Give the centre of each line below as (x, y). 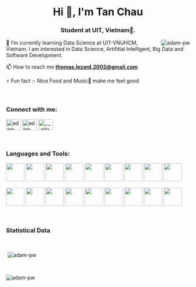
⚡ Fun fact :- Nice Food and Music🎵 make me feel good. (73, 81)
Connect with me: (32, 109)
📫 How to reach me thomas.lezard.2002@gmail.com (72, 67)
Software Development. (34, 56)
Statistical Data (28, 230)
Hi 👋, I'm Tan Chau (98, 12)
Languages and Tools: (38, 153)
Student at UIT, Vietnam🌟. (98, 30)
